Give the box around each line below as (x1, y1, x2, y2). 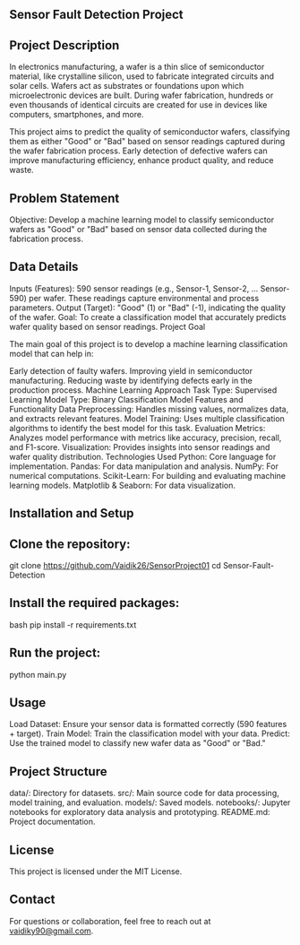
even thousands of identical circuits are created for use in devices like (9, 100, 268, 110)
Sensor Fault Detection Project (9, 7, 184, 22)
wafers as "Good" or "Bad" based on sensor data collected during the (9, 224, 267, 235)
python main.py (9, 669, 67, 680)
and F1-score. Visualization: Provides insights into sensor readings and (9, 441, 270, 452)
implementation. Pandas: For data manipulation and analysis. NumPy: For (9, 461, 279, 472)
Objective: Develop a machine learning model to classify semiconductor (9, 214, 275, 225)
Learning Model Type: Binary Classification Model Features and (9, 394, 244, 404)
